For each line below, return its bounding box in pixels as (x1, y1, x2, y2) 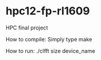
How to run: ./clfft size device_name (5, 47, 96, 55)
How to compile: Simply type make (5, 35, 93, 43)
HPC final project (5, 24, 48, 31)
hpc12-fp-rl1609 (5, 4, 90, 18)
